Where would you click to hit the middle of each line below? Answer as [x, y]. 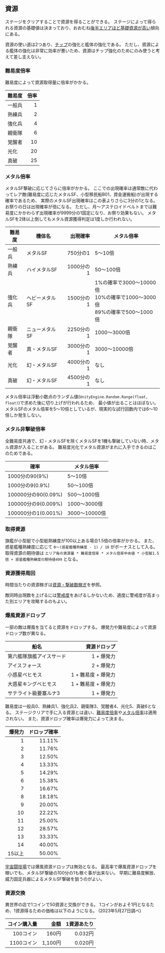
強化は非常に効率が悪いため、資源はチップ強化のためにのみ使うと [89, 50]
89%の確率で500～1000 [124, 312]
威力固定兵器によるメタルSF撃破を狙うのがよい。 [55, 879]
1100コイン [24, 943]
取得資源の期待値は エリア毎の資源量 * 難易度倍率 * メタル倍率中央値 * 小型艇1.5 [82, 553]
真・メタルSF [42, 349]
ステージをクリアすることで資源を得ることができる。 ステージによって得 [79, 22]
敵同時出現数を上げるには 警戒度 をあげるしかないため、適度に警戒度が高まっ [82, 595]
